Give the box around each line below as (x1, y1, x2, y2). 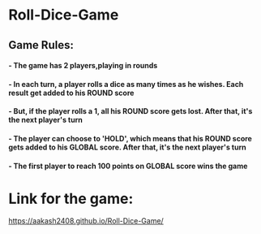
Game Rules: (8, 38, 75, 52)
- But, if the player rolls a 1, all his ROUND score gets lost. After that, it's (8, 106, 253, 116)
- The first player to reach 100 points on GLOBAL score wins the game (8, 161, 248, 171)
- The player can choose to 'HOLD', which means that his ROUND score (8, 133, 253, 143)
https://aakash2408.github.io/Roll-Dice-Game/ (8, 216, 164, 226)
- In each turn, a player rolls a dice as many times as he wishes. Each (8, 79, 244, 89)
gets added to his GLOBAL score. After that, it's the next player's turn (8, 142, 246, 152)
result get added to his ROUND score (8, 88, 135, 97)
